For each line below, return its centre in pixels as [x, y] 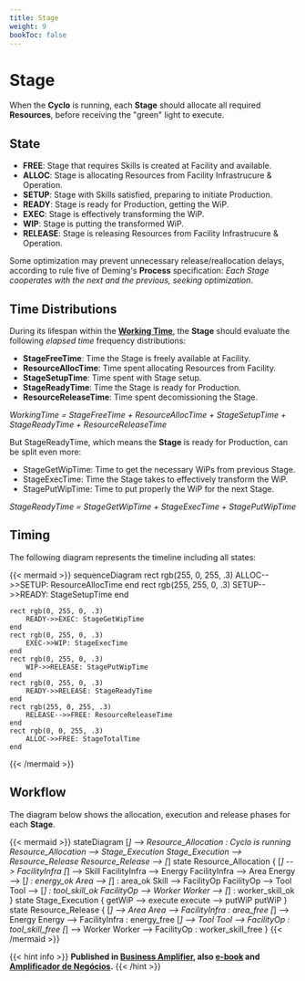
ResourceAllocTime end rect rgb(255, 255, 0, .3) [140, 584]
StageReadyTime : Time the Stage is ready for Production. [132, 387]
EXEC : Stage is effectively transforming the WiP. [113, 214]
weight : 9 [28, 26]
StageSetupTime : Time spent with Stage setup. [112, 377]
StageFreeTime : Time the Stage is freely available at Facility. [137, 358]
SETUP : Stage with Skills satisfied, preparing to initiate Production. [147, 195]
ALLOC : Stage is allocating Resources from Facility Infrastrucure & [147, 175]
